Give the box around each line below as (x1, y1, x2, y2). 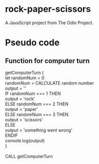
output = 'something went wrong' (5, 127, 73, 133)
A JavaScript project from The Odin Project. (5, 20, 94, 26)
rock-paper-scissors (5, 3, 91, 15)
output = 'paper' (5, 106, 38, 112)
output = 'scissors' (5, 117, 43, 123)
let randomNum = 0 (5, 75, 45, 81)
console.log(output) (5, 137, 45, 143)
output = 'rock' (5, 96, 35, 101)
